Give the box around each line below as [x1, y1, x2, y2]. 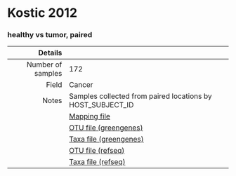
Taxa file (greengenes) [69, 135, 144, 144]
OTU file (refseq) [69, 146, 125, 156]
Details [38, 48, 63, 57]
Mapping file [69, 111, 110, 121]
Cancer [69, 80, 93, 90]
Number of [27, 60, 63, 69]
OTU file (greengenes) [69, 123, 143, 133]
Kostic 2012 [7, 5, 78, 21]
